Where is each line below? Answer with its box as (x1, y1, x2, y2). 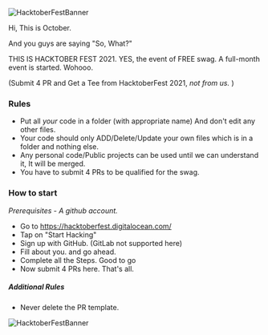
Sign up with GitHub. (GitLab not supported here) (19, 238, 183, 248)
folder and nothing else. (19, 142, 99, 151)
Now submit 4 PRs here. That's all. (19, 264, 135, 273)
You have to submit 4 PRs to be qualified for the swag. (19, 167, 200, 177)
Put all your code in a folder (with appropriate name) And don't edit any (19, 116, 255, 126)
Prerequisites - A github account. (8, 205, 118, 216)
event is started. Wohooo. (8, 63, 94, 72)
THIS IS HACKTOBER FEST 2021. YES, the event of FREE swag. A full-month (8, 54, 261, 63)
